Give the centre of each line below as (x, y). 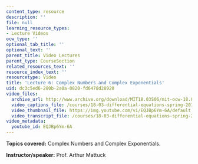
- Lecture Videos (27, 34)
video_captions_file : (38, 105)
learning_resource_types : (38, 28)
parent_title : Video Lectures (43, 55)
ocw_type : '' (22, 39)
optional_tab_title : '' (35, 45)
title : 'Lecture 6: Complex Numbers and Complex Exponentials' (85, 83)
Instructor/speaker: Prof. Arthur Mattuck (56, 155)
